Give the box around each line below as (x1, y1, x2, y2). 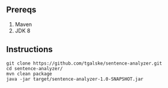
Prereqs (6, 5, 37, 15)
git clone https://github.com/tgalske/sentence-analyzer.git (6, 60, 163, 66)
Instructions (6, 44, 53, 54)
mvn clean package (6, 71, 52, 77)
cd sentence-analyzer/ (6, 65, 63, 71)
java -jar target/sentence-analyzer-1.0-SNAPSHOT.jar (6, 76, 144, 82)
